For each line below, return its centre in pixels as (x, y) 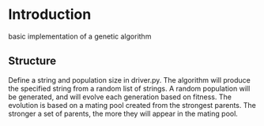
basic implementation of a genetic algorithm (80, 36)
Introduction (50, 15)
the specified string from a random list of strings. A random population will (129, 88)
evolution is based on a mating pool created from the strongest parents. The (132, 105)
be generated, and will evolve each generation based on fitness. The (120, 97)
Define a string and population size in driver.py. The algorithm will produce (130, 80)
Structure (32, 61)
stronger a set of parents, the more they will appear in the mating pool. (123, 113)
